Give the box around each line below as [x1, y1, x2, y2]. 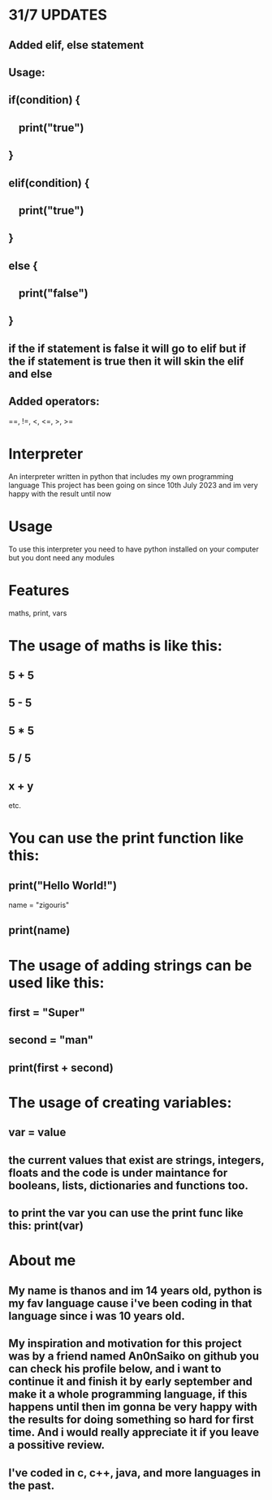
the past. [8, 1478, 55, 1492]
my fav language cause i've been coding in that [8, 1296, 253, 1310]
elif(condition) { [8, 176, 90, 190]
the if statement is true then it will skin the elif [8, 354, 244, 368]
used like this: [8, 973, 105, 992]
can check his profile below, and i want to [8, 1362, 222, 1376]
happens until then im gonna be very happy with [8, 1400, 258, 1414]
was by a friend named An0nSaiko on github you [8, 1350, 260, 1364]
